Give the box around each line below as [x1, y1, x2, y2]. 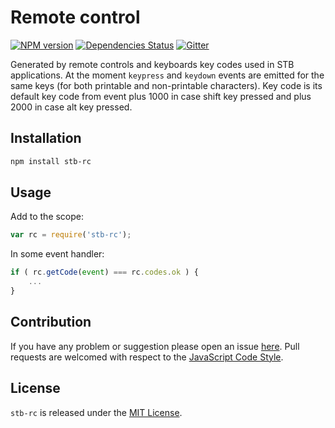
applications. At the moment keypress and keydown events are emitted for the [10, 69, 325, 81]
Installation [10, 130, 82, 147]
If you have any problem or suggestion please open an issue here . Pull [10, 340, 300, 352]
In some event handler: [10, 248, 105, 260]
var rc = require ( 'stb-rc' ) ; [10, 230, 132, 240]
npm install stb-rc [10, 156, 92, 166]
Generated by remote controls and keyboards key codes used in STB [10, 58, 295, 70]
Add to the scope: [10, 211, 85, 223]
